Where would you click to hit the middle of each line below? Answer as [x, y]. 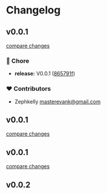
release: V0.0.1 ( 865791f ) [45, 74]
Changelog [33, 10]
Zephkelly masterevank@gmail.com [58, 101]
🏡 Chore [18, 61]
